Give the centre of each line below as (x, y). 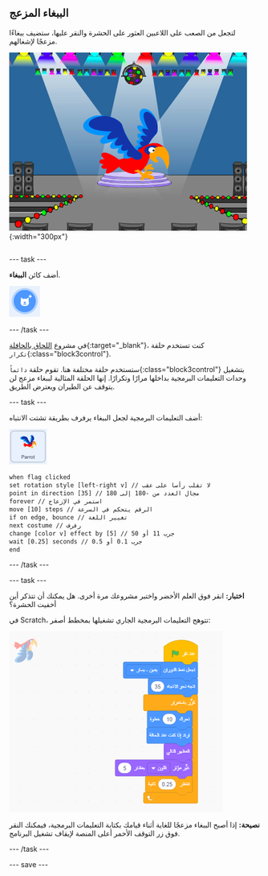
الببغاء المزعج (39, 13)
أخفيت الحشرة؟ (33, 604)
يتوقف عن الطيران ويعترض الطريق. (62, 386)
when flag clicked (40, 477)
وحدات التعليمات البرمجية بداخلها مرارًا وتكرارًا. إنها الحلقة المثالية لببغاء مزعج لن (128, 378)
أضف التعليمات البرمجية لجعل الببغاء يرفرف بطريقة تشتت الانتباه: (106, 417)
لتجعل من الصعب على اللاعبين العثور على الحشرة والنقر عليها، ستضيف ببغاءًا (122, 32)
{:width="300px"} (39, 236)
